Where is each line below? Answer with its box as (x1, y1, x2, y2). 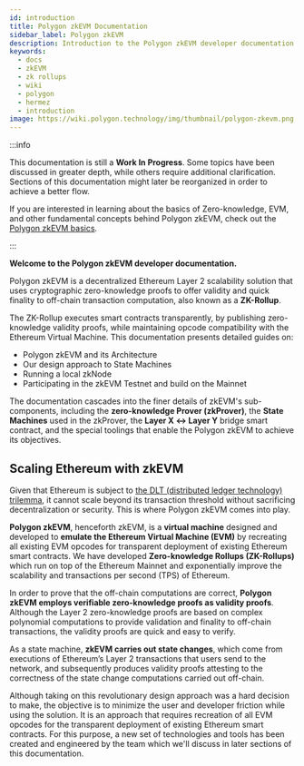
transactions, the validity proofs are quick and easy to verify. (9, 625, 236, 636)
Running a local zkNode (22, 368, 112, 379)
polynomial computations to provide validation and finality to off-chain (9, 616, 272, 627)
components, (9, 406, 59, 417)
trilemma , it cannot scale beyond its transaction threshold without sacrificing (9, 494, 296, 505)
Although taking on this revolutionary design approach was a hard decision (9, 690, 290, 701)
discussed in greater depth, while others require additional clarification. (9, 167, 277, 178)
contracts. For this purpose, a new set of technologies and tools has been (9, 728, 285, 740)
